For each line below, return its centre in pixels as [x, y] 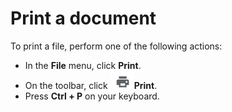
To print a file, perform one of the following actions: [116, 46]
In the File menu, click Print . [83, 65]
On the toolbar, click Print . [91, 85]
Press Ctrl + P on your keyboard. [92, 96]
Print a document [83, 18]
